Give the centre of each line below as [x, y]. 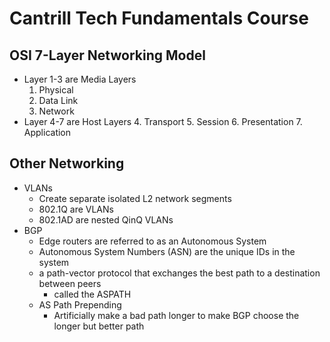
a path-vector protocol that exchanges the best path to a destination [179, 273]
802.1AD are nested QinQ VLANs [106, 219]
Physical [56, 90]
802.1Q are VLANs [76, 209]
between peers [70, 283]
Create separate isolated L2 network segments [135, 198]
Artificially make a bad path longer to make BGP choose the [176, 315]
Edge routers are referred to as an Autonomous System [152, 241]
